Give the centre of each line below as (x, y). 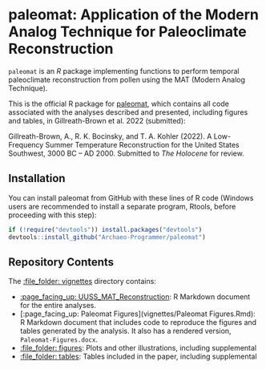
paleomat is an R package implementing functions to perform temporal (124, 71)
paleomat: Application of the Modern (133, 15)
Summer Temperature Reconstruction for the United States (142, 144)
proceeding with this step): (52, 215)
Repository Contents (61, 262)
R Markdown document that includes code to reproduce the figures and (138, 322)
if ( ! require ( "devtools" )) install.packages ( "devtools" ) (105, 229)
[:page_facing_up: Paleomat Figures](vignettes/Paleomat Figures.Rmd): (138, 314)
